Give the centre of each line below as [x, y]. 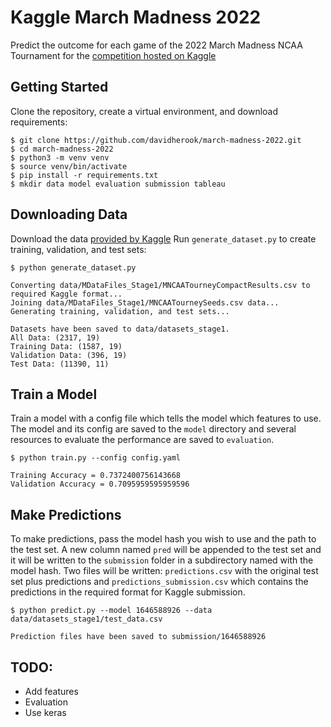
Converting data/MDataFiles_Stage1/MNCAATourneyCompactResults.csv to [160, 285]
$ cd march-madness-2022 [62, 149]
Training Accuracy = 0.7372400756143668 [96, 476]
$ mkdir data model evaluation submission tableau [118, 184]
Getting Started [59, 87]
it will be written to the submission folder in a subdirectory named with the [162, 560]
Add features [51, 691]
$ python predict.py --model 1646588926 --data [111, 611]
